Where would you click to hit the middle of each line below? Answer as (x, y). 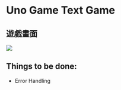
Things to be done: (42, 67)
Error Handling (33, 81)
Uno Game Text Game (61, 10)
